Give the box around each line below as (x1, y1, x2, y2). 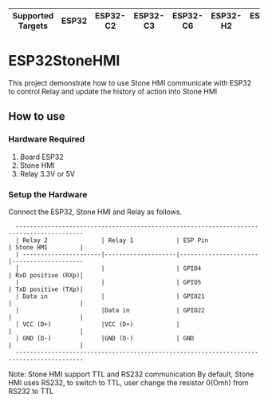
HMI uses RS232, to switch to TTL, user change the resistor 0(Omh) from (8, 377, 249, 387)
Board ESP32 (19, 152, 64, 161)
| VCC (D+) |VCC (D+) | (15, 320, 180, 328)
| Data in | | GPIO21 (15, 292, 205, 301)
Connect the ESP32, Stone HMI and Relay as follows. (8, 207, 182, 217)
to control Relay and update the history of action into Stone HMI (8, 86, 218, 96)
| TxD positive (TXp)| (8, 285, 84, 293)
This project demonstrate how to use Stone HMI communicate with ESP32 (8, 78, 252, 87)
